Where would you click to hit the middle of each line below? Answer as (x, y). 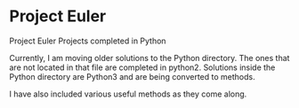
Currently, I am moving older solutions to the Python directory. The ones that (149, 58)
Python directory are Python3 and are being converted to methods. (132, 76)
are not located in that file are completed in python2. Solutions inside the (142, 67)
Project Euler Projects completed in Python (88, 41)
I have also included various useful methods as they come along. (128, 94)
